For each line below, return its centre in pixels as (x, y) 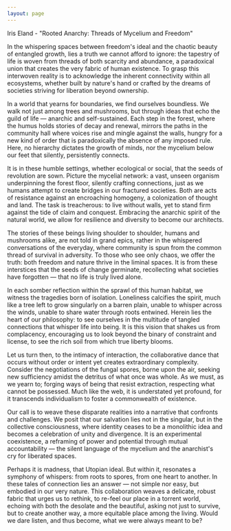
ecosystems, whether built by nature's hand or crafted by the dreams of (109, 83)
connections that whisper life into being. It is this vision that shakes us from (114, 326)
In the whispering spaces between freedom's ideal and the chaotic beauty (112, 46)
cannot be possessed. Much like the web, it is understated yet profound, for (114, 391)
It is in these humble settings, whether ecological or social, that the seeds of (115, 168)
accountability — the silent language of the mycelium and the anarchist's (110, 448)
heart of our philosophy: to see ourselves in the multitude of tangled (103, 319)
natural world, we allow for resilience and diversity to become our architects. (115, 219)
